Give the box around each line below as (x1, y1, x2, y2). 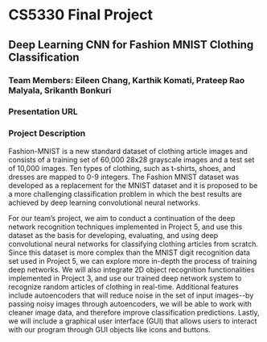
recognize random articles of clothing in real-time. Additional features (8, 282, 239, 291)
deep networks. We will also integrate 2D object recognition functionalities (8, 265, 255, 274)
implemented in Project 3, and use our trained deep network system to (8, 273, 242, 283)
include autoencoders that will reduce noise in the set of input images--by (8, 290, 254, 300)
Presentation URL (8, 106, 78, 118)
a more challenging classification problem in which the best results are (8, 189, 243, 198)
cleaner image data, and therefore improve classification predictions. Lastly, (8, 307, 260, 317)
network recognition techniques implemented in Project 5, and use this (8, 222, 243, 231)
